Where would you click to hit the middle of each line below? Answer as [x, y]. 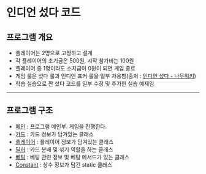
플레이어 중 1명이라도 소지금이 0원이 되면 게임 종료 [75, 68]
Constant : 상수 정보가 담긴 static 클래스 [63, 165]
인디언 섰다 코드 [44, 13]
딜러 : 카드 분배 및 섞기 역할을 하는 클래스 [64, 149]
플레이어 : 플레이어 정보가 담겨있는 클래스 [64, 142]
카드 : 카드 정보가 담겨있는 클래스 [54, 134]
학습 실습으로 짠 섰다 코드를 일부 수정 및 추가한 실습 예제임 [85, 84]
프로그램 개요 [30, 37]
